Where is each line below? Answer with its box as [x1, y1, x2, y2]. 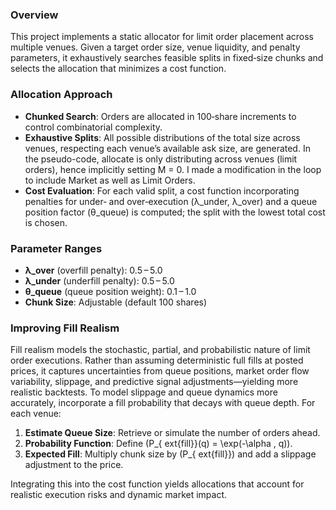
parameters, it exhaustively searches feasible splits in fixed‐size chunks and [10, 52, 324, 64]
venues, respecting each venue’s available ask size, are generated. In [24, 142, 311, 154]
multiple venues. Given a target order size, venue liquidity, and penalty [10, 41, 301, 53]
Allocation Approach [10, 88, 113, 102]
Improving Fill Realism [10, 321, 120, 335]
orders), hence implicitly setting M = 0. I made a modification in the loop [24, 163, 322, 175]
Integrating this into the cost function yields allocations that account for [10, 478, 305, 490]
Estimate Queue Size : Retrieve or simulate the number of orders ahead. [24, 427, 321, 439]
